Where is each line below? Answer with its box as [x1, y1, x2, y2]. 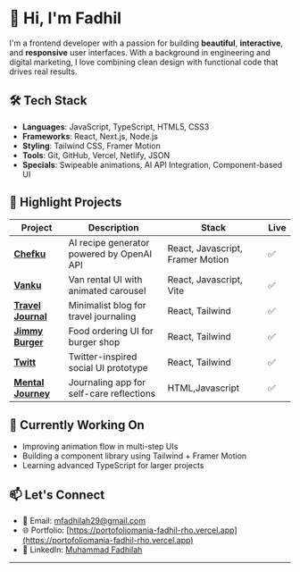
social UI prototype [68, 361, 149, 374]
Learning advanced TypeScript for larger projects [21, 460, 204, 471]
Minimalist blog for [68, 299, 146, 311]
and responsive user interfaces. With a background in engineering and [9, 46, 271, 57]
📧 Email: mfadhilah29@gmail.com [21, 516, 146, 526]
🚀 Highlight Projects [9, 195, 122, 210]
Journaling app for [68, 375, 146, 388]
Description [87, 221, 139, 233]
